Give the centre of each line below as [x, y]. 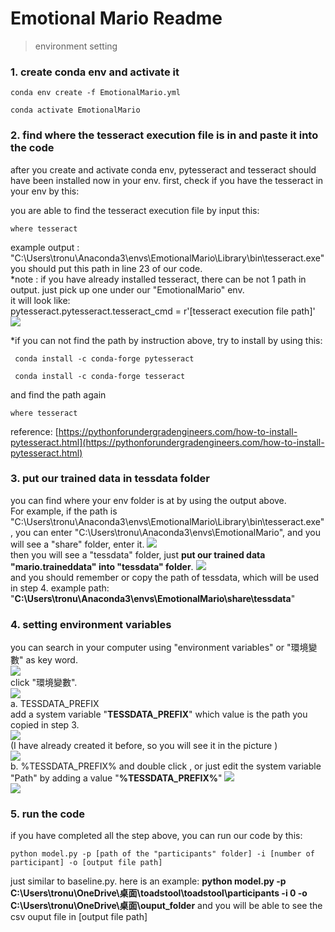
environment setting [76, 46]
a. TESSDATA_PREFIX [55, 704]
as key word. [51, 660]
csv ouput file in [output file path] [79, 917]
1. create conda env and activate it [95, 72]
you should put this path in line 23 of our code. [106, 268]
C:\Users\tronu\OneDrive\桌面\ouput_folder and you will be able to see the [166, 906]
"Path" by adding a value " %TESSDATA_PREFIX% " [116, 778]
